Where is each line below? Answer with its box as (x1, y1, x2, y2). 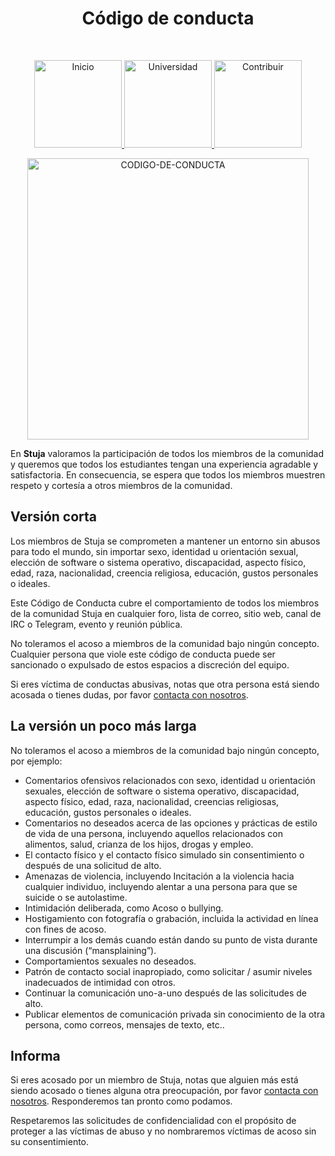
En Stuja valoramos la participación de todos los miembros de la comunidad (10, 447, 325, 459)
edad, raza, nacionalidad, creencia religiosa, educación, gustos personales (10, 567, 319, 579)
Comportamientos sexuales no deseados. (24, 955, 197, 967)
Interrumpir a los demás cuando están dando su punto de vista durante (24, 933, 318, 946)
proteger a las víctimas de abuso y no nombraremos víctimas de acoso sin (10, 1125, 317, 1137)
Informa (10, 1047, 61, 1064)
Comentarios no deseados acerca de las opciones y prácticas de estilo (24, 817, 318, 829)
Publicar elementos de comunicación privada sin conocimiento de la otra (24, 1008, 326, 1020)
